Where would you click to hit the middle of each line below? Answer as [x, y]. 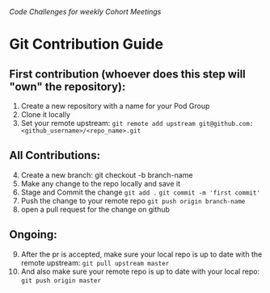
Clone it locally [46, 115]
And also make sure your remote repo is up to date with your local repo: [140, 271]
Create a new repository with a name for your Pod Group [115, 106]
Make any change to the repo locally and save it [101, 183]
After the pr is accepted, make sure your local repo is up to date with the [141, 254]
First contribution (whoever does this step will [127, 74]
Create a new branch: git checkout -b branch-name [107, 175]
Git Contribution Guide [86, 44]
